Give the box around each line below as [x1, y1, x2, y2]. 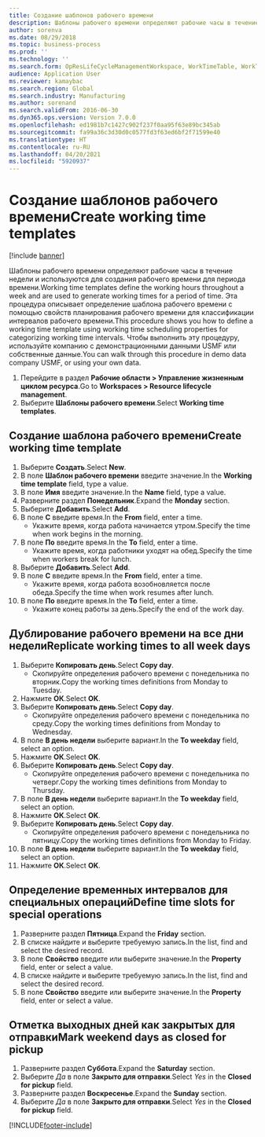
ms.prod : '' [9, 48, 48, 56]
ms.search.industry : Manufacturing [9, 92, 126, 100]
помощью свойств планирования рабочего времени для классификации [9, 308, 254, 317]
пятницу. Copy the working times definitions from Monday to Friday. [31, 835, 252, 845]
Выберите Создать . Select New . [20, 462, 127, 471]
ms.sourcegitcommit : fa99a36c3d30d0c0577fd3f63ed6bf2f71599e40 [9, 128, 221, 136]
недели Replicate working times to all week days [9, 640, 251, 653]
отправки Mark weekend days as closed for [9, 1030, 226, 1043]
